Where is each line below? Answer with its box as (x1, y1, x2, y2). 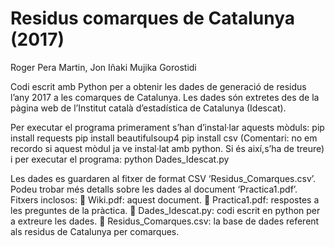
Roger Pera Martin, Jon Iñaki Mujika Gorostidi (10, 61, 197, 73)
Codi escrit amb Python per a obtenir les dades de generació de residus (10, 80, 307, 92)
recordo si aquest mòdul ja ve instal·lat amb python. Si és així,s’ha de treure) (10, 142, 325, 154)
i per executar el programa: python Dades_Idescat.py (10, 153, 230, 165)
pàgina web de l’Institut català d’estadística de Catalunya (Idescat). (10, 102, 287, 114)
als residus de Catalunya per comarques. (10, 225, 180, 237)
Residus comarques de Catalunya (10, 7, 296, 30)
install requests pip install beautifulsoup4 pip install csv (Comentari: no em (10, 132, 318, 144)
